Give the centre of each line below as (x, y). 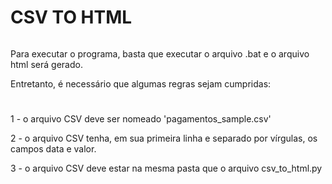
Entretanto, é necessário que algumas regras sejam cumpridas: (141, 83)
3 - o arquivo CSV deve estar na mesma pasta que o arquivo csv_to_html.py (166, 168)
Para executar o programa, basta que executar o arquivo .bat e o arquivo (160, 53)
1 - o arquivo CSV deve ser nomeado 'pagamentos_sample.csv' (141, 119)
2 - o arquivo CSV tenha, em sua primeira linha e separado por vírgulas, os (164, 138)
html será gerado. (46, 64)
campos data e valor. (53, 149)
